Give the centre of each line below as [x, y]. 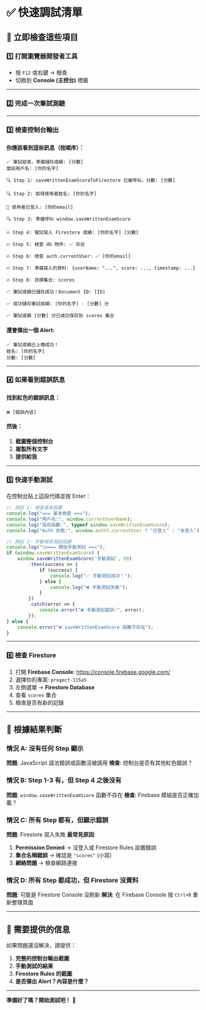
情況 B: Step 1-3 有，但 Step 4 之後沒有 [64, 781]
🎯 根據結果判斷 [34, 729]
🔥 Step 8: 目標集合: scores [40, 280]
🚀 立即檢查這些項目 [42, 37]
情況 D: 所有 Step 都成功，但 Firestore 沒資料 [73, 880]
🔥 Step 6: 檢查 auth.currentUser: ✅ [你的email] [69, 256]
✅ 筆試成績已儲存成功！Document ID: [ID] [56, 292]
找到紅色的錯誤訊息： [33, 398]
